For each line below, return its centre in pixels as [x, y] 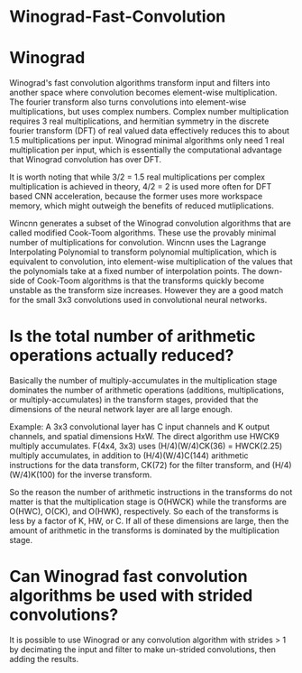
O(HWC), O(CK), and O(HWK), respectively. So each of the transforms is [144, 512]
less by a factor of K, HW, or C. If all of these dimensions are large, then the [149, 521]
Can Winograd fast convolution [128, 577]
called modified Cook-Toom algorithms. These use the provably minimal [143, 233]
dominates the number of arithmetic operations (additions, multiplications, [147, 391]
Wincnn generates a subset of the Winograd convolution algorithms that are [150, 224]
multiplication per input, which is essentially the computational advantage [146, 150]
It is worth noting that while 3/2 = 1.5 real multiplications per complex [137, 177]
